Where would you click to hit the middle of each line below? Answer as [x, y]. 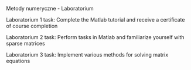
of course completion [32, 26]
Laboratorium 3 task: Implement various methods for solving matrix [87, 55]
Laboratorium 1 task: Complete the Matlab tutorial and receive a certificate [95, 20]
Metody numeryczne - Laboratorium [50, 8]
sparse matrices [25, 43]
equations [18, 61]
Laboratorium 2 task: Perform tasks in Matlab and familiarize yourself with [95, 37]
